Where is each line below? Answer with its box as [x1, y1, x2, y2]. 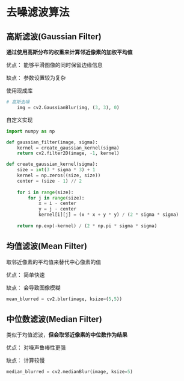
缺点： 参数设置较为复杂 [6, 74, 66, 81]
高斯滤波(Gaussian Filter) [6, 31, 102, 42]
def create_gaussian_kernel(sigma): [6, 161, 98, 168]
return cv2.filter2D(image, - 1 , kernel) [17, 150, 120, 157]
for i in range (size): [17, 189, 74, 195]
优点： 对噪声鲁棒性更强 [6, 344, 66, 351]
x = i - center [38, 200, 77, 207]
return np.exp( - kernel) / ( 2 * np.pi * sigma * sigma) [17, 222, 158, 229]
